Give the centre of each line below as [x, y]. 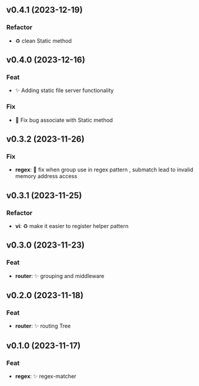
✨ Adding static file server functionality [64, 90]
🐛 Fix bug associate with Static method [64, 120]
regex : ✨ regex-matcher [46, 376]
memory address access [46, 176]
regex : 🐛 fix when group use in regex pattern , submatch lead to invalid [104, 170]
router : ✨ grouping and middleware [60, 276]
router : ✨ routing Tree [43, 326]
